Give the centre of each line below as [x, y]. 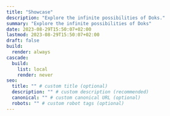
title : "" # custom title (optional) [60, 87]
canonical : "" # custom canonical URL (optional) [76, 98]
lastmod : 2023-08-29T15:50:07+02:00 [53, 35]
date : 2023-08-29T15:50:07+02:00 [49, 29]
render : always [31, 52]
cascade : [17, 58]
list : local [32, 69]
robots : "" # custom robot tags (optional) [68, 103]
